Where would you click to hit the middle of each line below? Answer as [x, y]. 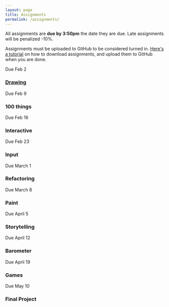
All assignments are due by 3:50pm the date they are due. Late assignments [84, 34]
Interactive [19, 130]
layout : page [19, 10]
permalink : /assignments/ [32, 19]
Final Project [21, 299]
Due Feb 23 [17, 141]
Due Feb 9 [16, 93]
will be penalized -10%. [29, 39]
